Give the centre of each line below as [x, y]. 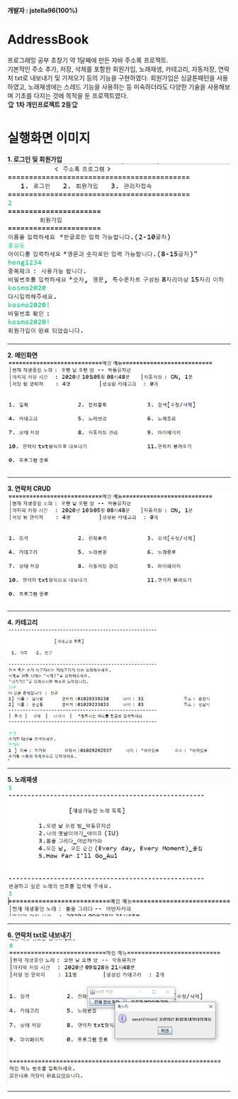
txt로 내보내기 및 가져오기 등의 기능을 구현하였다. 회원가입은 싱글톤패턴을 [115, 77]
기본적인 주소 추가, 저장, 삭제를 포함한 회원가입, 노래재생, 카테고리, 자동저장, [112, 69]
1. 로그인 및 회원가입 [35, 159]
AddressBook [48, 39]
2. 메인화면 [22, 355]
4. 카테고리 [23, 622]
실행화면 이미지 [49, 138]
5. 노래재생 [22, 779]
